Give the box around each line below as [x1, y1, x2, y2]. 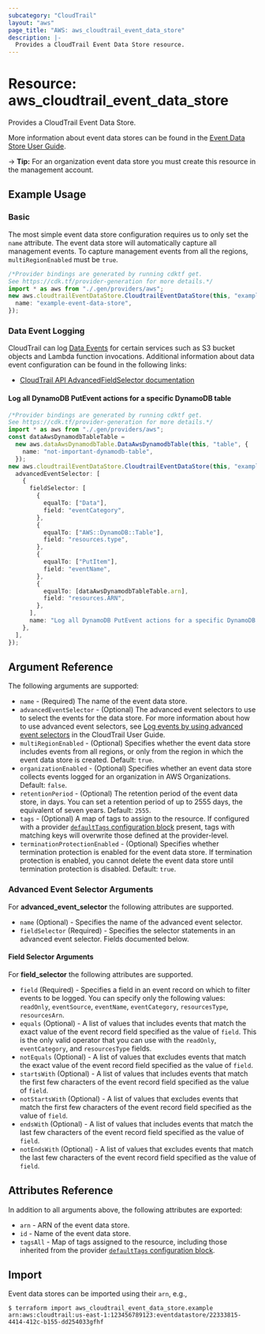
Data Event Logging [8, 325, 85, 336]
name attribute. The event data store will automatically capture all [8, 238, 217, 247]
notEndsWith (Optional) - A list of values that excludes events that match [19, 1144, 254, 1153]
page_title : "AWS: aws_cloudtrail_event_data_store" [8, 26, 185, 34]
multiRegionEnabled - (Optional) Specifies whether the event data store [19, 739, 251, 748]
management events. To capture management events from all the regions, [8, 246, 248, 256]
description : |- [8, 33, 62, 42]
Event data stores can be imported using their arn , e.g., [8, 1289, 188, 1298]
